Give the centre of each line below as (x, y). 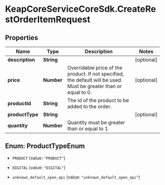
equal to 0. (80, 92)
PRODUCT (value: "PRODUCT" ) (39, 158)
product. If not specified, (96, 74)
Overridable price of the (95, 68)
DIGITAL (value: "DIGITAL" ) (39, 167)
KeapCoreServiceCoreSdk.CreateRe (81, 9)
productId (19, 103)
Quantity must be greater (96, 123)
